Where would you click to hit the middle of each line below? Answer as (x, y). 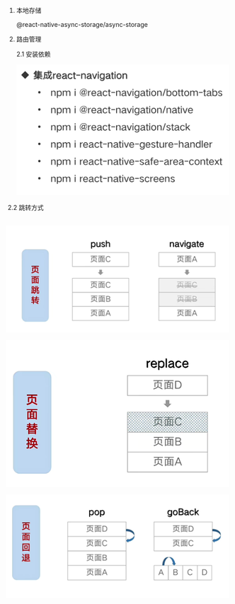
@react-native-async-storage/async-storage (82, 24)
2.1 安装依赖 (33, 54)
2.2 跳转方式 (25, 207)
